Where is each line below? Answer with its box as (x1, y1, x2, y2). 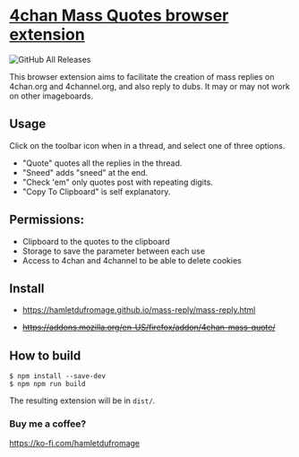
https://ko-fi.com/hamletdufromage (9, 438, 141, 449)
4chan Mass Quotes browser (9, 5, 229, 26)
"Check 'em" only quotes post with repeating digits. (21, 177, 213, 187)
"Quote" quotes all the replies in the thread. (21, 158, 183, 168)
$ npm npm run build (9, 380, 87, 389)
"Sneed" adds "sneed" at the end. (21, 167, 149, 177)
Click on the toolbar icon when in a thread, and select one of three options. (9, 140, 286, 151)
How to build (9, 348, 81, 363)
